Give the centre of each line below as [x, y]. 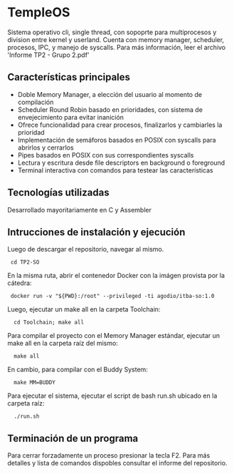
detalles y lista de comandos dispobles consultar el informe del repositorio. [117, 463]
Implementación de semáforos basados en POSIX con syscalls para [117, 140]
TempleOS [39, 12]
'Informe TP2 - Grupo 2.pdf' [49, 55]
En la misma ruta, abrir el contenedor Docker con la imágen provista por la [116, 276]
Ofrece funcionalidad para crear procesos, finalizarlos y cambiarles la [120, 125]
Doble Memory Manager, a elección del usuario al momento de [110, 94]
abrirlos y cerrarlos [46, 148]
